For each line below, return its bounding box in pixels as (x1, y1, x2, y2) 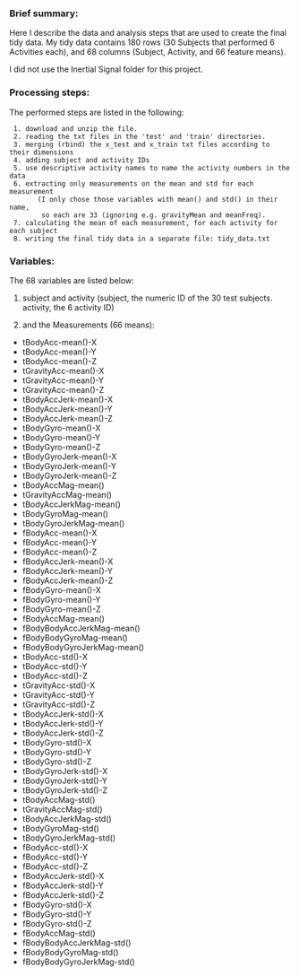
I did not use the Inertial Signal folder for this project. (9, 64, 203, 74)
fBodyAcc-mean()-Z (21, 546, 98, 557)
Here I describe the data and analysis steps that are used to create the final (9, 28, 286, 39)
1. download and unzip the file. (13, 124, 139, 133)
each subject (9, 226, 58, 235)
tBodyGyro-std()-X (21, 736, 92, 747)
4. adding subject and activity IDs (13, 155, 150, 164)
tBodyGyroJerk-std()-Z (21, 784, 108, 796)
